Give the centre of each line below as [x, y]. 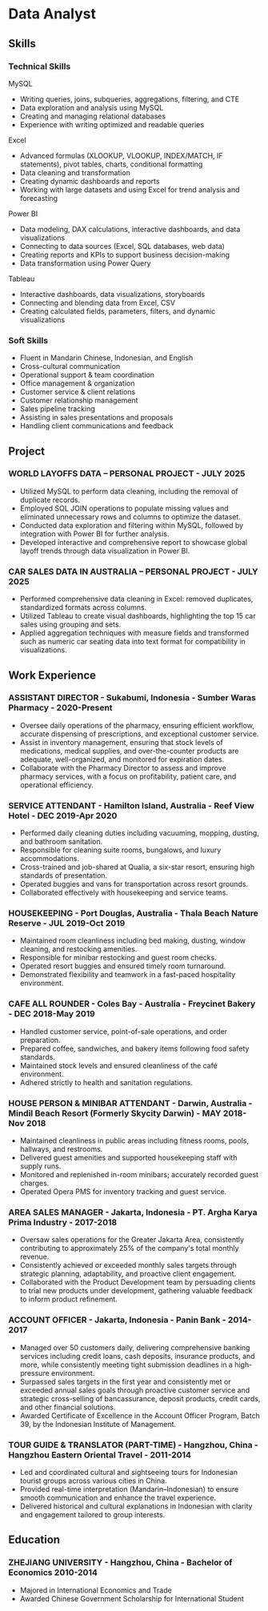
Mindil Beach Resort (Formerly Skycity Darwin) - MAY [115, 1113]
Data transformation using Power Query [85, 263]
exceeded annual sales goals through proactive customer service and [135, 1390]
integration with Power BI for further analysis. [94, 534]
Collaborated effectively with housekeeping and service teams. [124, 892]
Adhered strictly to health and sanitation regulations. [106, 1082]
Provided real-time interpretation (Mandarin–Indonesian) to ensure [129, 1489]
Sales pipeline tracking [58, 409]
